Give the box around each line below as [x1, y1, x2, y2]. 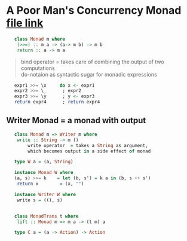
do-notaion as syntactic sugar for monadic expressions [20, 71, 157, 78]
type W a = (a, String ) [14, 159, 73, 165]
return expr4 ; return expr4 [14, 99, 100, 105]
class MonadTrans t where [14, 213, 79, 219]
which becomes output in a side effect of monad [27, 148, 151, 154]
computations [20, 64, 55, 72]
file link [6, 16, 44, 30]
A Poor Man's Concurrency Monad [6, 4, 182, 17]
